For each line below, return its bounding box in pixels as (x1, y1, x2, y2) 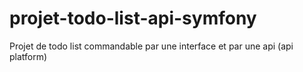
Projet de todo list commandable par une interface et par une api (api (9, 40, 294, 52)
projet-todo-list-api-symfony (9, 7, 257, 30)
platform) (9, 50, 48, 62)
